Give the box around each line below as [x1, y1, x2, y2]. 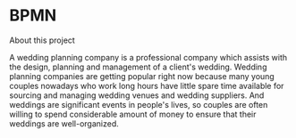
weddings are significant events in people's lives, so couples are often [9, 99, 268, 110]
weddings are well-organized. [9, 118, 119, 129]
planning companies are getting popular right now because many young [9, 70, 275, 81]
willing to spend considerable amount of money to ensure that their [9, 109, 257, 119]
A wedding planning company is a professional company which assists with [9, 52, 288, 62]
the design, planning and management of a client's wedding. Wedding [9, 61, 267, 72]
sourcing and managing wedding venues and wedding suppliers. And [9, 90, 265, 101]
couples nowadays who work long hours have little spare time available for [9, 80, 284, 91]
